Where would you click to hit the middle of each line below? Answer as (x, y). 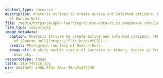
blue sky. (24, 55)
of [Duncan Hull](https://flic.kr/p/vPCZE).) (61, 41)
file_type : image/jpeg (28, 28)
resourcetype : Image (26, 59)
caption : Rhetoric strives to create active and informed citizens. (80, 37)
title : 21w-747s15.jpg (28, 63)
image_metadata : (21, 32)
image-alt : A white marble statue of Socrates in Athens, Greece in (80, 50)
